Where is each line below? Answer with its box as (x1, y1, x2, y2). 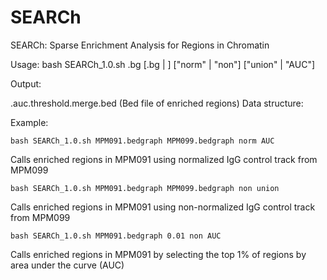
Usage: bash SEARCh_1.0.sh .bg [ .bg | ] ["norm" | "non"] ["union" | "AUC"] (10, 58, 316, 70)
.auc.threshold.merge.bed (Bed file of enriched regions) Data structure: (10, 97, 304, 109)
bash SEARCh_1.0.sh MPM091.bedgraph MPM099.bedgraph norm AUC (10, 136, 275, 146)
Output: (10, 77, 42, 90)
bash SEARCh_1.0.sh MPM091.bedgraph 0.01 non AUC (10, 231, 222, 241)
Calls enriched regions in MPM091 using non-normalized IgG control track (10, 201, 316, 213)
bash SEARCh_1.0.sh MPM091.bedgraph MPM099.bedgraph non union (10, 183, 280, 193)
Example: (10, 116, 49, 128)
